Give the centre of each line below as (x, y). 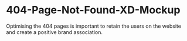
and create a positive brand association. (55, 32)
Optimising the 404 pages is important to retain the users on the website (94, 26)
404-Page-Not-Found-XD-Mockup (93, 10)
